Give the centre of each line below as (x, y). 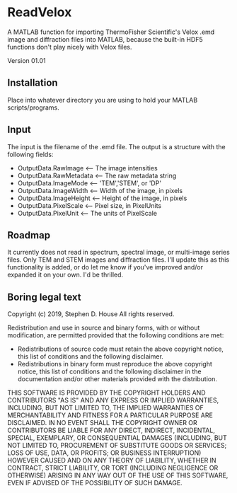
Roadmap (29, 235)
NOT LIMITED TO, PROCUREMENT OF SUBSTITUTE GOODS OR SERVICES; (117, 446)
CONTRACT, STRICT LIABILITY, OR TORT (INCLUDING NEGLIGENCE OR (113, 468)
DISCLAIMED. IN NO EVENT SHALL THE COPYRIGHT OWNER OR (103, 423)
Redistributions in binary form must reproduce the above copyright (115, 364)
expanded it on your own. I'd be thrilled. (65, 275)
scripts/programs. (34, 108)
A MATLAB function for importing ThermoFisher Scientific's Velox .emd (111, 32)
